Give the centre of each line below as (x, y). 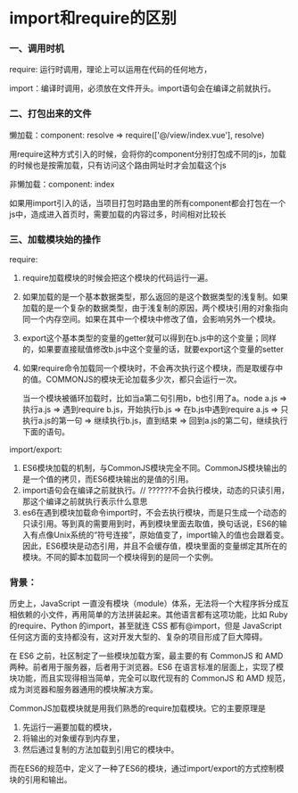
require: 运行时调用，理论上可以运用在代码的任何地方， (111, 70)
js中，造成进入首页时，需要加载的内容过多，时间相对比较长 (118, 214)
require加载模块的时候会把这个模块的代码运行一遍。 (117, 278)
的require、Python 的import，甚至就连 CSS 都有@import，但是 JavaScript (146, 626)
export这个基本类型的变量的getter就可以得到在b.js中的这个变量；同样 (149, 338)
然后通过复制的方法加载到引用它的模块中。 (100, 749)
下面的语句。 (46, 432)
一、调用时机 (37, 48)
